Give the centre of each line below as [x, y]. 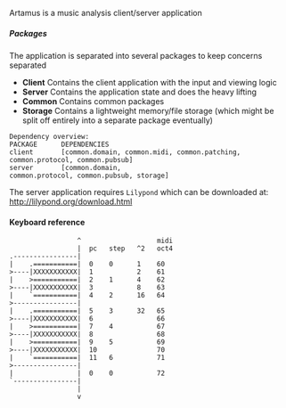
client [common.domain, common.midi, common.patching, [125, 152]
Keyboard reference [47, 222]
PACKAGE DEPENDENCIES [59, 144]
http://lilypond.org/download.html [71, 201]
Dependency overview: [49, 136]
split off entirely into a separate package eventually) [118, 120]
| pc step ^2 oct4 [125, 249]
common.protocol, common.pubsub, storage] [89, 175]
